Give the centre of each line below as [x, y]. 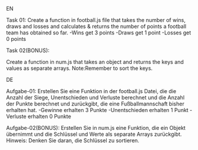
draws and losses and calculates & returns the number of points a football [96, 26]
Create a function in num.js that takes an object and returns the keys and [95, 62]
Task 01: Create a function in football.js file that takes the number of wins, [96, 20]
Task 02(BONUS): [28, 50]
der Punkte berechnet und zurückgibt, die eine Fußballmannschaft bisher [95, 104]
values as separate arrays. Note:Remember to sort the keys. [79, 68]
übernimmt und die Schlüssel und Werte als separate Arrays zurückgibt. [94, 134]
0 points [16, 39]
